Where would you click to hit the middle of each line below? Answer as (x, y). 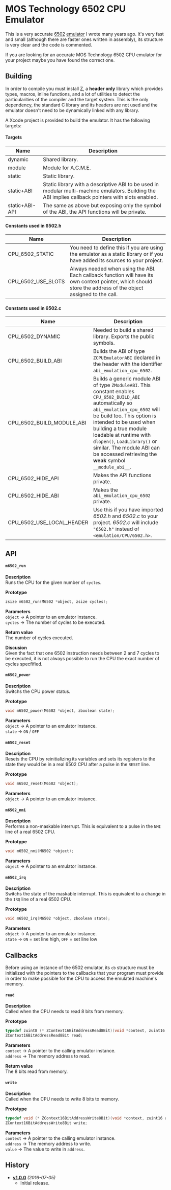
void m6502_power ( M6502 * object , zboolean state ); (60, 711)
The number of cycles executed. (39, 638)
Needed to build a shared (123, 330)
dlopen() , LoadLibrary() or (125, 441)
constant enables (114, 392)
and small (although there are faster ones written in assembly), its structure (84, 39)
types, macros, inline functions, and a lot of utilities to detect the (73, 94)
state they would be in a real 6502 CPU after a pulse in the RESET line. (78, 765)
